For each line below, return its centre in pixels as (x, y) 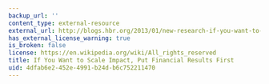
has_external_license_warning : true (69, 38)
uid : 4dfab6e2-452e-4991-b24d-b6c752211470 (82, 68)
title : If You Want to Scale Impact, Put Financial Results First (121, 61)
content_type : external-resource (64, 23)
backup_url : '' (34, 16)
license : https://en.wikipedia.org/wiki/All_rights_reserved (112, 53)
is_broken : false (37, 46)
